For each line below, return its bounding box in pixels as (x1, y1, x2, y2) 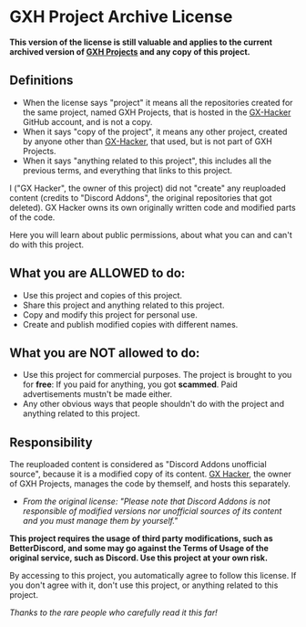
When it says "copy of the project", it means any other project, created (22, 126, 288, 137)
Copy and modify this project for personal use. (22, 308, 198, 320)
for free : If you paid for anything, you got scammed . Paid (22, 379, 239, 390)
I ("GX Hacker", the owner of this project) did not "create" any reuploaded (9, 183, 286, 193)
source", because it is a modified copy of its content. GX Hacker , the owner (9, 468, 291, 480)
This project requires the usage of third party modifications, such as (9, 533, 273, 544)
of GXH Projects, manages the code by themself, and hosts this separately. (9, 478, 291, 489)
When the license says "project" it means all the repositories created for (22, 97, 293, 108)
